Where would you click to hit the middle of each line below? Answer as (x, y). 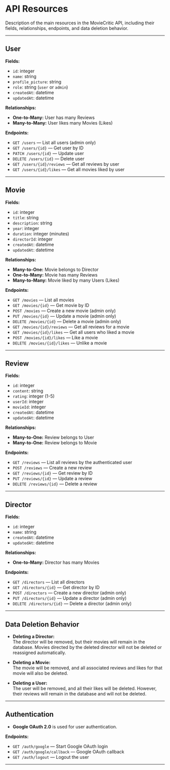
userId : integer (28, 402)
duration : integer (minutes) (41, 234)
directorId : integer (33, 239)
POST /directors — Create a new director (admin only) (69, 593)
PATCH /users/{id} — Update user (48, 153)
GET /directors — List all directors (49, 582)
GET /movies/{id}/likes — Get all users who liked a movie (73, 332)
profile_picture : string (37, 82)
